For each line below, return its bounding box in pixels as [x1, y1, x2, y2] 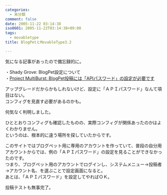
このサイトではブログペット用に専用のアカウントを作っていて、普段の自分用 [5, 143, 162, 149]
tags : [5, 30, 16, 35]
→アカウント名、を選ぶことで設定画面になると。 [5, 168, 106, 174]
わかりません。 [9, 126, 40, 132]
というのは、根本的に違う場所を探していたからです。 [5, 132, 114, 138]
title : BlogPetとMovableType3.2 [5, 40, 72, 45]
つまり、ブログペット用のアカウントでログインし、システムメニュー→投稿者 [5, 161, 162, 167]
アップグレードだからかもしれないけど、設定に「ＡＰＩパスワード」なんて [5, 86, 158, 92]
